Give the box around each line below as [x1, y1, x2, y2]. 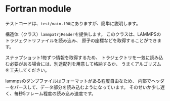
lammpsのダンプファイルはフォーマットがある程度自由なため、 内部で [5, 78, 152, 84]
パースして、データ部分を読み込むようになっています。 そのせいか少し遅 [14, 84, 165, 90]
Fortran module [5, 3, 72, 15]
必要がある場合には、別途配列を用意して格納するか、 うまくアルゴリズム [9, 61, 161, 67]
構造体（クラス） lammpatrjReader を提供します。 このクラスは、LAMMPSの [5, 31, 161, 37]
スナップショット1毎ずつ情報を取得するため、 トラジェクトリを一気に [5, 54, 150, 61]
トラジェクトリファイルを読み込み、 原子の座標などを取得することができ [5, 37, 157, 43]
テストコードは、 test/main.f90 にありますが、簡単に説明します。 [5, 20, 141, 26]
